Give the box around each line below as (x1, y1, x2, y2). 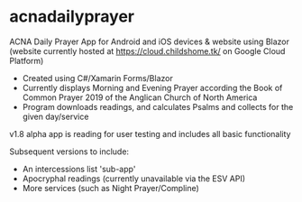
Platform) (9, 55, 44, 66)
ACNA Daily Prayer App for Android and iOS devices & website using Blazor (9, 36, 290, 47)
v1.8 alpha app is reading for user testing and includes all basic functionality (9, 128, 291, 139)
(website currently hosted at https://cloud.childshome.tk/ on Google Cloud (9, 45, 286, 56)
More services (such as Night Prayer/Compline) (22, 182, 200, 193)
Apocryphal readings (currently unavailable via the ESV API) (22, 173, 246, 184)
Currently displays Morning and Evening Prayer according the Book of (22, 82, 283, 93)
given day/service (22, 111, 89, 122)
